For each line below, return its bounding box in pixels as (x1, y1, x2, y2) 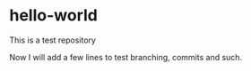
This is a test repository (9, 35, 97, 45)
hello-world (9, 5, 99, 26)
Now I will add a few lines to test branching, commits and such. (9, 51, 243, 62)
